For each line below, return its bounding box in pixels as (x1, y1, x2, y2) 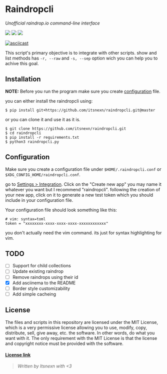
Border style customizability (12, 285, 70, 291)
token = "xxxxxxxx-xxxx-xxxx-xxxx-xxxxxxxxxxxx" (5, 221, 108, 226)
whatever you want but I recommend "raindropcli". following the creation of (5, 186, 160, 192)
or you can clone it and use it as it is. (5, 116, 81, 122)
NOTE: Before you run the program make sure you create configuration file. (5, 88, 161, 94)
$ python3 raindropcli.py (5, 139, 59, 144)
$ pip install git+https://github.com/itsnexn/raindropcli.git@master (5, 108, 155, 113)
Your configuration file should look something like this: (5, 207, 117, 213)
